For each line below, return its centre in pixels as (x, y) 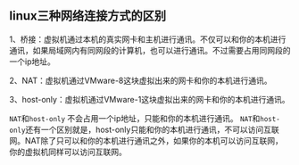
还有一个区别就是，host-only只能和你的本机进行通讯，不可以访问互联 (152, 129)
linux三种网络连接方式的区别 (88, 16)
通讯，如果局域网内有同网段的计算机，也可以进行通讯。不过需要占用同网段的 (150, 50)
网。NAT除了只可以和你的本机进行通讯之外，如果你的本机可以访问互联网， (146, 140)
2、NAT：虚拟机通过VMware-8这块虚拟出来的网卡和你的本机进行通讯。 (141, 80)
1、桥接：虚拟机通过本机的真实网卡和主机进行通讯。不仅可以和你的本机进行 (148, 39)
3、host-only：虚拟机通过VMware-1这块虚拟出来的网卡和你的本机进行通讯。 (149, 99)
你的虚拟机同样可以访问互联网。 (68, 152)
